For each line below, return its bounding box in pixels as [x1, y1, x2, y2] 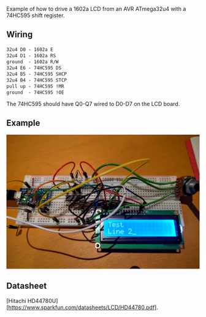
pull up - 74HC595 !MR [6, 83, 64, 90]
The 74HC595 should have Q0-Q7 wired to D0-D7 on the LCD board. [6, 100, 180, 107]
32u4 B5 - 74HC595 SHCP [6, 71, 67, 77]
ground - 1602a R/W [6, 58, 59, 65]
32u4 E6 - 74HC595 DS [6, 64, 62, 71]
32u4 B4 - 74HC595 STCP [6, 77, 67, 83]
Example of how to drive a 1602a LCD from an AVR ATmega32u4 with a [6, 6, 186, 12]
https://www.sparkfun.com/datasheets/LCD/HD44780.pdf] [8, 304, 157, 311]
